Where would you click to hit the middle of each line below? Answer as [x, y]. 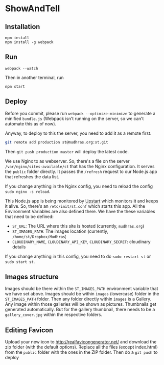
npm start [15, 86]
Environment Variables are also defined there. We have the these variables [80, 211]
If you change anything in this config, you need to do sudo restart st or [78, 256]
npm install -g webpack [29, 42]
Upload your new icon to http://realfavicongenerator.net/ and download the [81, 342]
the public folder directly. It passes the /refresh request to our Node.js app [81, 171]
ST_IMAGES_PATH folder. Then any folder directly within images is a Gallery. [78, 299]
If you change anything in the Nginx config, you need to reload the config [79, 186]
